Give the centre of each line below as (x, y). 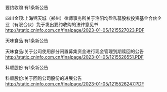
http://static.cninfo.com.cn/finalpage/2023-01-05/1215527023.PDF (75, 30)
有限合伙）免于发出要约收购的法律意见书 (56, 25)
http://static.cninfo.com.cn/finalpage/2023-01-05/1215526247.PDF (75, 84)
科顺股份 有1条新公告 (27, 67)
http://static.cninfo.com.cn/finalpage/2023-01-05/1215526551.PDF (75, 57)
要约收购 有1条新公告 (27, 7)
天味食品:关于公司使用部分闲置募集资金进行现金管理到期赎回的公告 (75, 51)
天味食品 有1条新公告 (27, 40)
